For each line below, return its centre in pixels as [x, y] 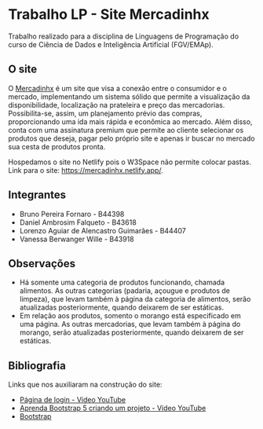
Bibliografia [37, 366]
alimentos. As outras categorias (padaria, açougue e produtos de [124, 291]
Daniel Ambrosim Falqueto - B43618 [78, 222]
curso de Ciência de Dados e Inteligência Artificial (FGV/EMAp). [111, 44]
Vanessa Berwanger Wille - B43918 [77, 239]
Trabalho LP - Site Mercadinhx [109, 15]
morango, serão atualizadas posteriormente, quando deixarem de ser [131, 332]
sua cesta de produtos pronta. [57, 146]
